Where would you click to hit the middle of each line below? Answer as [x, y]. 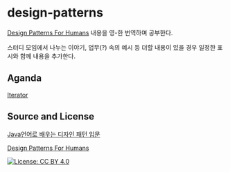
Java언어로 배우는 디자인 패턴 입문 [54, 134]
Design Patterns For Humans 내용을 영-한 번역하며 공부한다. [90, 32]
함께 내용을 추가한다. [48, 56]
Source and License [51, 116]
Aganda [25, 78]
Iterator [18, 95]
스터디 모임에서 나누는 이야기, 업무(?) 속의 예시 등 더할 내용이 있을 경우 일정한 [112, 47]
